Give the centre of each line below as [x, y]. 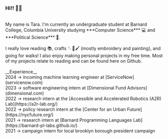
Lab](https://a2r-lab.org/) [32, 104]
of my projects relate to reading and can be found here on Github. [74, 61]
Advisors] [137, 88]
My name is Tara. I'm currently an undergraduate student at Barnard [76, 24]
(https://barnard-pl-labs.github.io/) [41, 125]
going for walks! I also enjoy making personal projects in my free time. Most [84, 56]
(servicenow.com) [24, 82]
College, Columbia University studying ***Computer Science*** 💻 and [80, 30]
